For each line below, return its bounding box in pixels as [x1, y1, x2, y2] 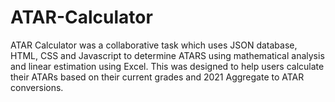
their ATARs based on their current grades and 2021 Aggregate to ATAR [10, 71, 305, 83]
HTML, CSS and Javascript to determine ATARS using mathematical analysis [10, 49, 325, 61]
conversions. [10, 81, 64, 93]
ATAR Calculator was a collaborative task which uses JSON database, [10, 39, 298, 51]
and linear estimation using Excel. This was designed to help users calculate [10, 60, 325, 72]
